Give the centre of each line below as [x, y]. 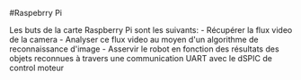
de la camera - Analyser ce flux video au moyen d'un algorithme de [134, 40]
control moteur [37, 68]
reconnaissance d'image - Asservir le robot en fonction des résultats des [145, 49]
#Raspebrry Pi [36, 13]
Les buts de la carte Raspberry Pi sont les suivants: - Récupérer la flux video [151, 30]
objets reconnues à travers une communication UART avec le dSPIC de [141, 58]
